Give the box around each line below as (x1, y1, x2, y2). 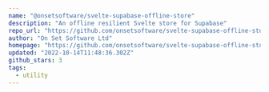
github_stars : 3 (8, 57, 62, 65)
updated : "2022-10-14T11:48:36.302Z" (8, 49, 134, 57)
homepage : (8, 42, 42, 50)
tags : (8, 64, 26, 72)
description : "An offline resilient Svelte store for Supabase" (8, 19, 227, 27)
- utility (15, 71, 48, 79)
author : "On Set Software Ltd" (8, 34, 113, 42)
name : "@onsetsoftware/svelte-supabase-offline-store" (8, 11, 195, 20)
